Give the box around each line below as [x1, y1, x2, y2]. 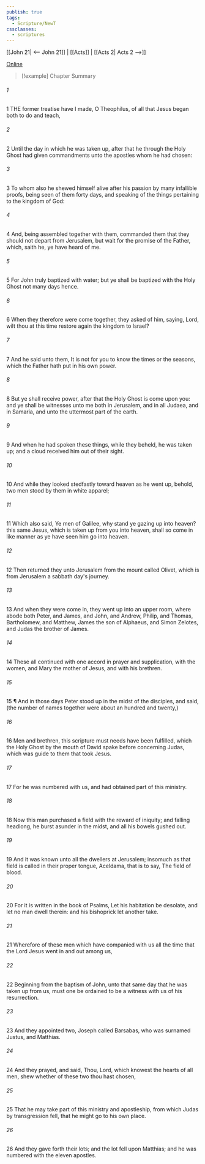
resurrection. [6, 994, 39, 1001]
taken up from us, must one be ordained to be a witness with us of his [6, 987, 182, 994]
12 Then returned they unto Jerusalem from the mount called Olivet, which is [6, 566, 199, 573]
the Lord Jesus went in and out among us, [6, 948, 113, 955]
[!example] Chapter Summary [21, 72, 96, 80]
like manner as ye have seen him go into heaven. [6, 533, 130, 540]
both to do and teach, [6, 111, 61, 119]
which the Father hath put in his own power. [6, 362, 117, 369]
